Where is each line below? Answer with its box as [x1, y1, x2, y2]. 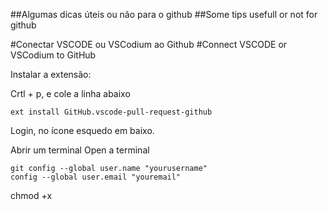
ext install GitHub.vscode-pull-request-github [10, 107, 213, 117]
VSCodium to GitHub [10, 49, 97, 61]
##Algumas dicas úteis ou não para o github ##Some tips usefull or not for [10, 9, 318, 20]
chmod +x [10, 190, 53, 201]
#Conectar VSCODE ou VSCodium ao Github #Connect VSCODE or [10, 39, 288, 50]
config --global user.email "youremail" [10, 172, 182, 182]
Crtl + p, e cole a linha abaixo [10, 88, 131, 99]
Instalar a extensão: [10, 69, 92, 80]
